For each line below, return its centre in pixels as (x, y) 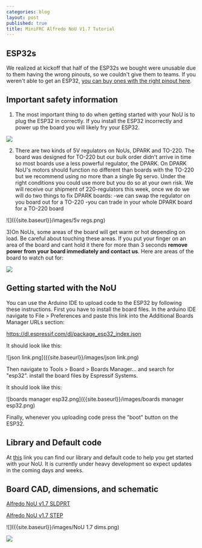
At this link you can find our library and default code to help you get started (100, 457)
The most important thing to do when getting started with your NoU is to (105, 114)
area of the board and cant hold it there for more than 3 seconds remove (97, 245)
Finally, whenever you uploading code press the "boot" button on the (92, 417)
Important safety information (62, 100)
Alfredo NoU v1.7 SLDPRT (38, 504)
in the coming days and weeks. (45, 470)
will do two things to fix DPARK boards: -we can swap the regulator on (103, 195)
